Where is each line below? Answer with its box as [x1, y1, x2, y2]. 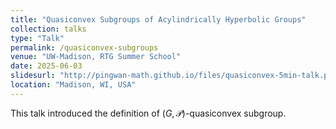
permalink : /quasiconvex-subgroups [10, 42, 159, 53]
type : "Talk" [10, 33, 65, 43]
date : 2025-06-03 [10, 61, 83, 71]
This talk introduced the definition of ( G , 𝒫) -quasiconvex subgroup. [10, 107, 287, 119]
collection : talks [10, 24, 87, 34]
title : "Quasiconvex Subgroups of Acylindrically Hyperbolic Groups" [10, 14, 307, 25]
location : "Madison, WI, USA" [10, 80, 137, 90]
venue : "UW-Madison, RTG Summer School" [10, 52, 182, 62]
